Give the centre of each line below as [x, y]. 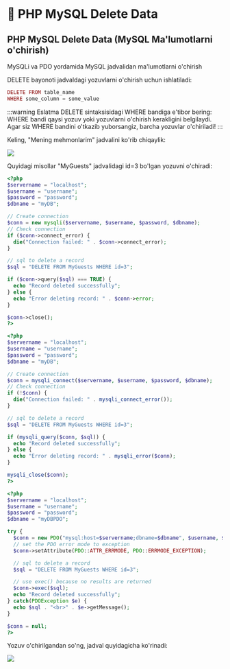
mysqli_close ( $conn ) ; [38, 475]
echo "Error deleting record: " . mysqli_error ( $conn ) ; [94, 456]
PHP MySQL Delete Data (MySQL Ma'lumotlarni [110, 39]
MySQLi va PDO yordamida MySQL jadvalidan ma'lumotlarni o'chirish [105, 67]
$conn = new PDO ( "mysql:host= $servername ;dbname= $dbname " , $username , [116, 538]
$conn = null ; [27, 626]
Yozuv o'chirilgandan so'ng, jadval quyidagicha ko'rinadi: [87, 646]
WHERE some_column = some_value [53, 99]
